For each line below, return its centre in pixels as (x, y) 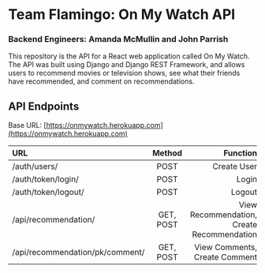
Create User (235, 166)
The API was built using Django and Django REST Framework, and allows (127, 65)
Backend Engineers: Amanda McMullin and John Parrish (118, 39)
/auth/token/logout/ (48, 193)
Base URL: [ (27, 125)
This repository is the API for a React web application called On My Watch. (129, 56)
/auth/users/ (35, 166)
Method (168, 153)
